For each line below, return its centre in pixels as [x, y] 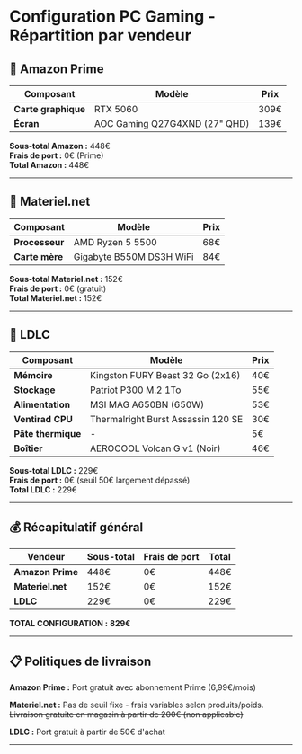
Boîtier [28, 448]
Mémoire [33, 375]
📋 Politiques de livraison [80, 661]
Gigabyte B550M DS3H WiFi [133, 256]
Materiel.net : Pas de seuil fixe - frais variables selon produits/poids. [137, 705]
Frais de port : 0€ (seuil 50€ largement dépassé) [100, 480]
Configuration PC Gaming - [112, 17]
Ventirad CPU [44, 419]
